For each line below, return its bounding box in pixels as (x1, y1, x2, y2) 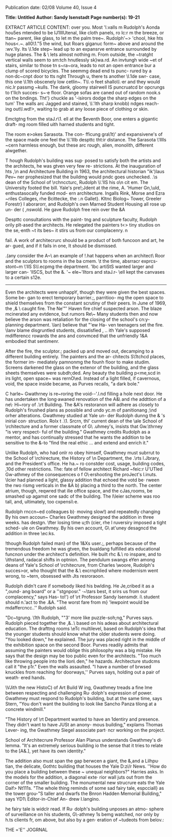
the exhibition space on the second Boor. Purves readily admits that (5, 642, 148, 648)
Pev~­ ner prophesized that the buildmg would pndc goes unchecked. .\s (5, 174, 158, 180)
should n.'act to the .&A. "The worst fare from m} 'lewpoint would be (5, 599, 149, 605)
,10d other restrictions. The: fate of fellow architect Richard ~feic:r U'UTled (5, 466, 163, 472)
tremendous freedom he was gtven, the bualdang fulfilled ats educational (5, 546, 160, 552)
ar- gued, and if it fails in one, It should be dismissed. (5, 243, 117, 249)
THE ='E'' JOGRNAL (5, 827, 48, 832)
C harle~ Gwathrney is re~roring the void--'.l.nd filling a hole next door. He (5, 391, 163, 397)
